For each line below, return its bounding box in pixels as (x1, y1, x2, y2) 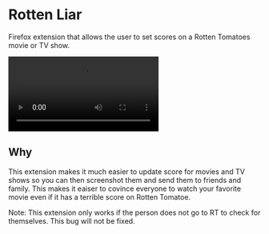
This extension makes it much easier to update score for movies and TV (8, 166, 246, 176)
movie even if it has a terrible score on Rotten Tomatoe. (8, 192, 191, 201)
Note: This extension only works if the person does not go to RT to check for (8, 208, 261, 217)
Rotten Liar (8, 6, 82, 24)
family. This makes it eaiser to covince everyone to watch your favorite (8, 184, 242, 193)
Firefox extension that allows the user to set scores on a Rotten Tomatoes (8, 32, 251, 42)
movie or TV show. (8, 40, 70, 50)
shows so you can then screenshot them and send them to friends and (8, 175, 242, 184)
